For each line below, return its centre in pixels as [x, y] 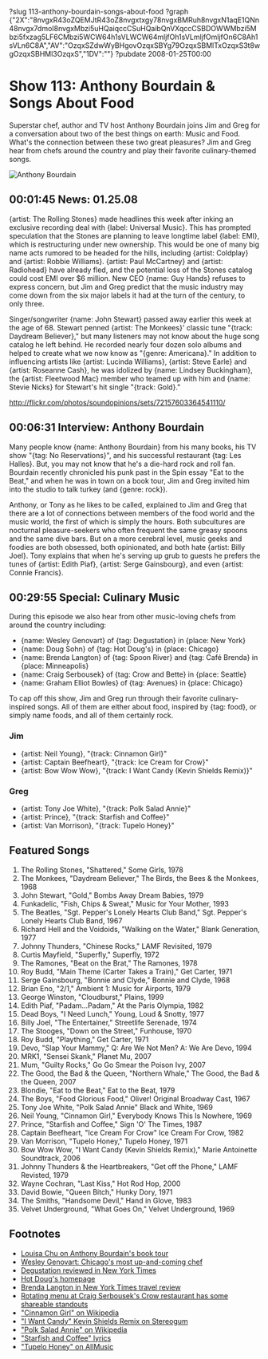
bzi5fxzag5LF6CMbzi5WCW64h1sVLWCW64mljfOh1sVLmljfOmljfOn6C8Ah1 [134, 37]
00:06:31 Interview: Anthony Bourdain [106, 427]
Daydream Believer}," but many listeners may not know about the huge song [134, 336]
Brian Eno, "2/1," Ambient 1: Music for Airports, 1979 [105, 988]
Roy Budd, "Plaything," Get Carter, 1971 [85, 1039]
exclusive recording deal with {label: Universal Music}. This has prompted [130, 227]
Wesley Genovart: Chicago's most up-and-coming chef [111, 1262]
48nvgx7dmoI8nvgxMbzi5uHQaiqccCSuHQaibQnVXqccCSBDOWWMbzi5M [133, 28]
